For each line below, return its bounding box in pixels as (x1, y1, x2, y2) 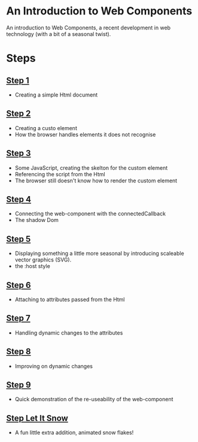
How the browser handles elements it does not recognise (14, 131, 156, 138)
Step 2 (6, 109, 31, 119)
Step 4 (6, 194, 32, 205)
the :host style (14, 263, 51, 270)
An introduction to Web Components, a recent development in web (6, 24, 171, 31)
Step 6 (6, 280, 31, 290)
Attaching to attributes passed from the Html (14, 296, 125, 303)
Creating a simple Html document (14, 91, 98, 98)
